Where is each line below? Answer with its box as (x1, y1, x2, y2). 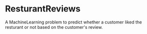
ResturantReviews (5, 3, 81, 14)
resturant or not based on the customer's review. (5, 24, 103, 30)
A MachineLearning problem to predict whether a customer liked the (5, 19, 142, 25)
